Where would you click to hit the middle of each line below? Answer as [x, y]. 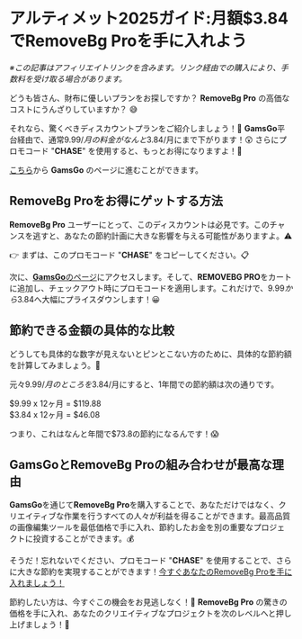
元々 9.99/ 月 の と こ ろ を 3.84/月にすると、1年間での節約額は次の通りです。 [144, 384]
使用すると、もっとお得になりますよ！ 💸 [169, 150]
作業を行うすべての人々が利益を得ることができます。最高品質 [177, 516]
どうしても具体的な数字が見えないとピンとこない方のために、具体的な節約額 [151, 354]
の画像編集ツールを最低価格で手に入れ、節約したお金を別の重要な [132, 527]
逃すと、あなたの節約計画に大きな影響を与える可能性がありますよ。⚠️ [163, 236]
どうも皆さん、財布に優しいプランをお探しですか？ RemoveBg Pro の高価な [150, 98]
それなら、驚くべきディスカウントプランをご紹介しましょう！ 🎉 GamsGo [143, 128]
